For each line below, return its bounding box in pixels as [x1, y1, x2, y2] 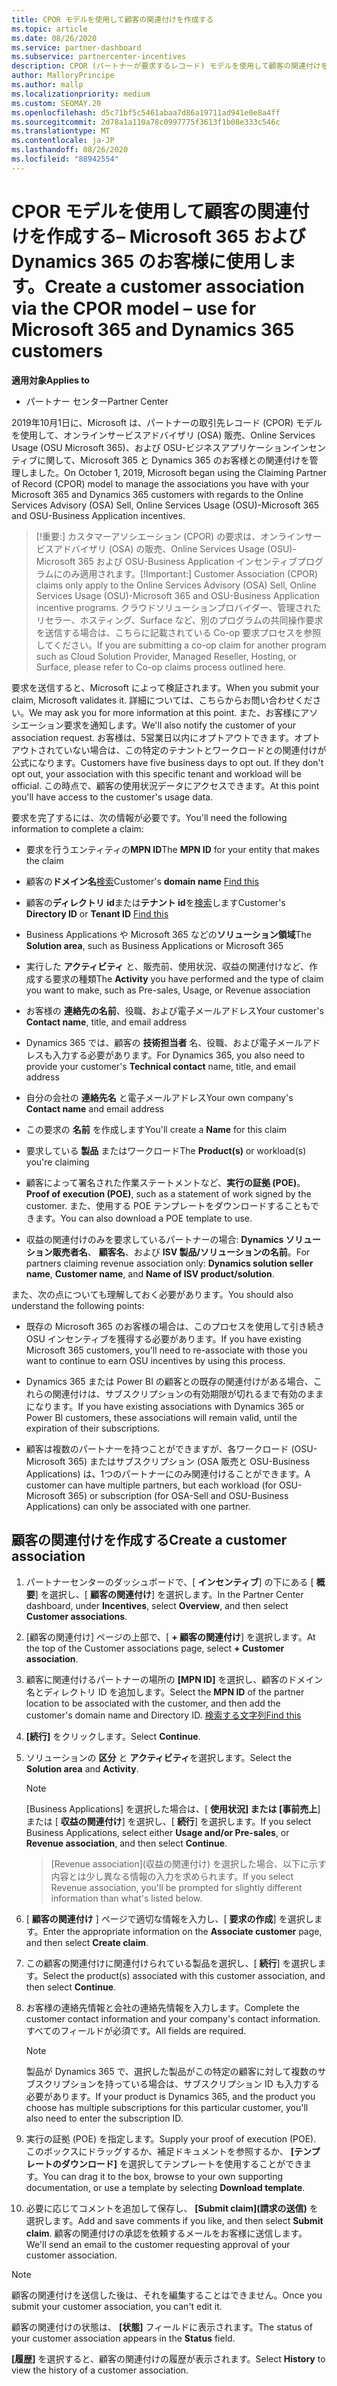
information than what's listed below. [50, 1892, 203, 1904]
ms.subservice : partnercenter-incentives [11, 52, 187, 62]
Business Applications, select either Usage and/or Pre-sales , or [25, 1826, 290, 1838]
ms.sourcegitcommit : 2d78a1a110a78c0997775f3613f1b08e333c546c [11, 117, 281, 127]
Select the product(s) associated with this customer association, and [42, 1969, 326, 1981]
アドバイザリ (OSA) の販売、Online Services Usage [53, 542, 266, 555]
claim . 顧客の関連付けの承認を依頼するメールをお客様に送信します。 [25, 2227, 308, 2239]
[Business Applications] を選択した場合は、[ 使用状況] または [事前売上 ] [25, 1802, 321, 1815]
